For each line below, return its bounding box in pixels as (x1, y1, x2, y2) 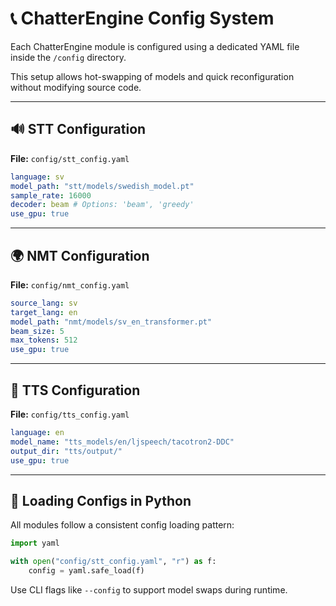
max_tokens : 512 (10, 335, 78, 346)
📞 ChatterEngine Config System (10, 7, 275, 30)
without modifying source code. (10, 81, 142, 93)
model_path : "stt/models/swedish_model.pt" (10, 181, 195, 191)
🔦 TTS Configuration (10, 382, 141, 399)
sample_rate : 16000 (10, 190, 92, 201)
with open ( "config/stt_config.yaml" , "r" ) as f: (10, 557, 217, 567)
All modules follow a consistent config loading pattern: (10, 519, 235, 531)
